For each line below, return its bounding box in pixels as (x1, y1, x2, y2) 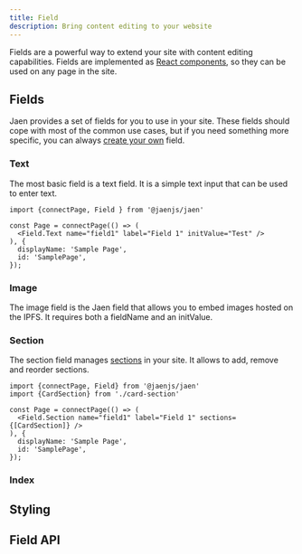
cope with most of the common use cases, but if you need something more (9, 126, 289, 136)
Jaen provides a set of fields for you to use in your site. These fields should (9, 116, 290, 127)
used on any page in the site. (9, 65, 118, 77)
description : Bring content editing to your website (9, 22, 212, 31)
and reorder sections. (9, 364, 90, 375)
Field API (9, 532, 61, 548)
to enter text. (9, 187, 57, 199)
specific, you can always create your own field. (9, 135, 185, 146)
